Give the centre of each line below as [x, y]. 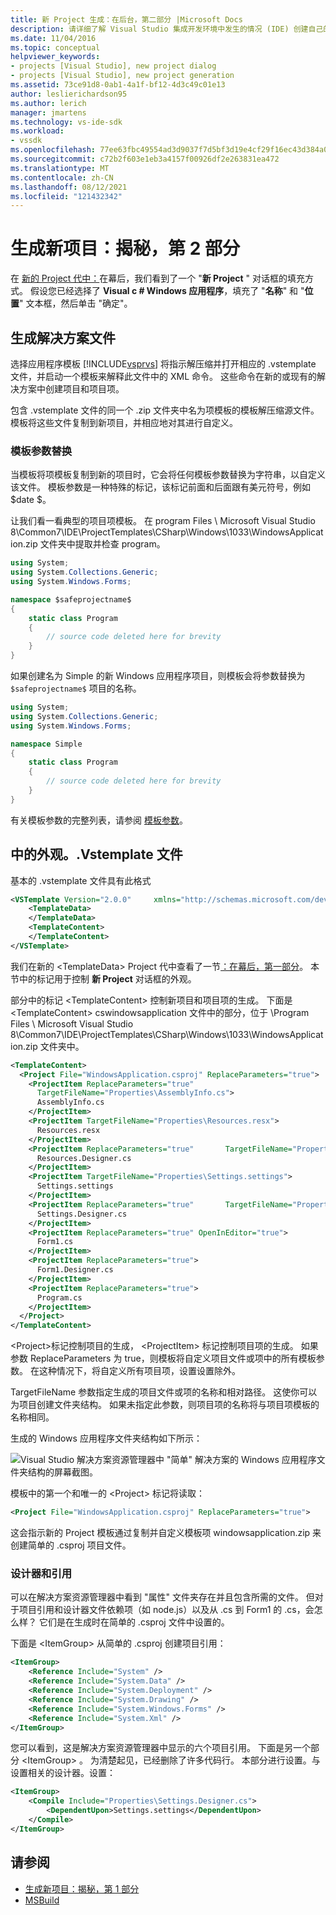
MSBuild [42, 1900]
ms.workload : [37, 131]
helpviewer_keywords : [55, 57]
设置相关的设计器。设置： [63, 1773]
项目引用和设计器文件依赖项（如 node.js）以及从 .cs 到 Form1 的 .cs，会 [166, 1610]
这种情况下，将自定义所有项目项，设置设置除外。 [139, 1371]
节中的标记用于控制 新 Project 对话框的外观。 [103, 978]
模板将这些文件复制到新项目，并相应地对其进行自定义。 [124, 422]
